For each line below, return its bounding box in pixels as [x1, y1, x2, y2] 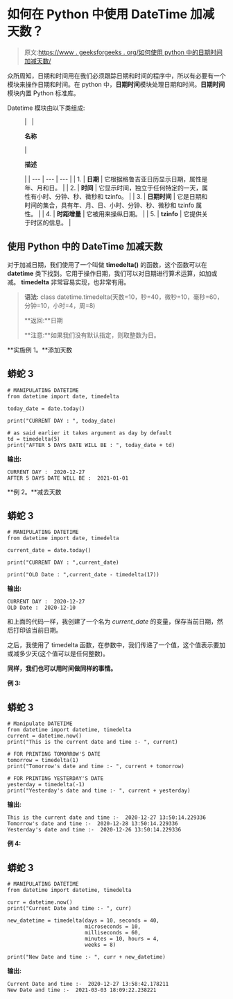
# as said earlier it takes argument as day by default [7, 429, 172, 437]
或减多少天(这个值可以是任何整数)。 [7, 649, 110, 658]
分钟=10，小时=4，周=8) [24, 301, 96, 309]
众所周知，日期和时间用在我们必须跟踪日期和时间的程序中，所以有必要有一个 [7, 71, 226, 80]
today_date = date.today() [7, 405, 85, 412]
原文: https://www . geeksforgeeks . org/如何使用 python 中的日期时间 [24, 48, 223, 56]
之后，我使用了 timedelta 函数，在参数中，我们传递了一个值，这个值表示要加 [7, 641, 226, 649]
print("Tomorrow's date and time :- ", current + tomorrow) [7, 763, 185, 770]
